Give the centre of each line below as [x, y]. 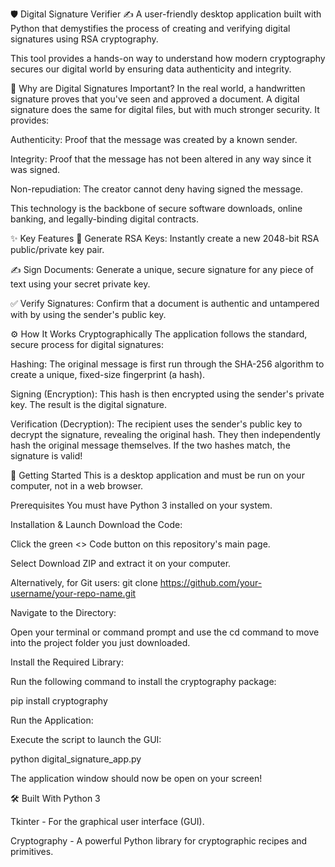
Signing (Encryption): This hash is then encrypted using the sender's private [167, 394]
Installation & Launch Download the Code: [96, 524]
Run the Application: [52, 720]
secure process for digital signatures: [87, 344]
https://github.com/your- [211, 582]
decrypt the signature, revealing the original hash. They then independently [165, 434]
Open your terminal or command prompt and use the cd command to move [165, 632]
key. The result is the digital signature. [88, 404]
